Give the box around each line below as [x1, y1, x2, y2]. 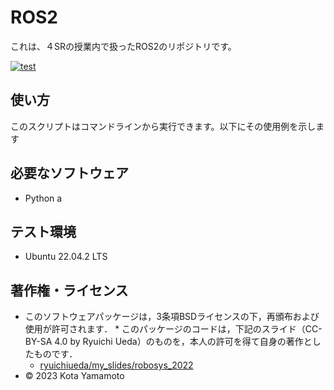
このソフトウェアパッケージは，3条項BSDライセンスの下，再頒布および [24, 311, 320, 323]
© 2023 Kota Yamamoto [24, 370, 125, 382]
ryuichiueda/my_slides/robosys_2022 [39, 359, 194, 371]
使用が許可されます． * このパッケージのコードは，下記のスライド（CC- [24, 323, 323, 335]
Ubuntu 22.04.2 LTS [24, 251, 108, 263]
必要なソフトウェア [10, 165, 129, 182]
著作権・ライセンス [10, 282, 129, 299]
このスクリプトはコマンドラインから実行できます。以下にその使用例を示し [10, 120, 317, 132]
